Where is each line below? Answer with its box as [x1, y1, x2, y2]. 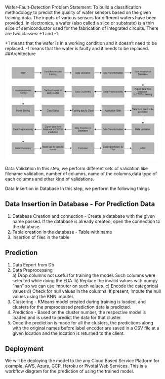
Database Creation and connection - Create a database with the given [12, 213, 155, 219]
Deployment [5, 345, 44, 353]
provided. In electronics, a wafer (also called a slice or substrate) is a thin [5, 20, 154, 26]
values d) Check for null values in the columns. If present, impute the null [12, 288, 161, 294]
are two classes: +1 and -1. [5, 31, 59, 36]
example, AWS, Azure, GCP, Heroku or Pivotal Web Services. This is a [5, 363, 147, 369]
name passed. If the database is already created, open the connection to [12, 218, 161, 224]
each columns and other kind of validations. [5, 176, 94, 182]
